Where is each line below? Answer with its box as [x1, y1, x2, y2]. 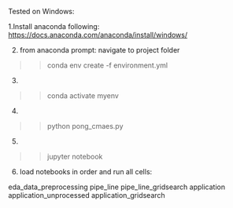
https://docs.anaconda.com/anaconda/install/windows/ [8, 31, 187, 39]
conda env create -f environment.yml [46, 60, 168, 70]
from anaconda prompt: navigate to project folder [19, 46, 180, 54]
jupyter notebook [46, 152, 103, 161]
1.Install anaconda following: [8, 22, 100, 31]
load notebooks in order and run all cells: [19, 167, 153, 176]
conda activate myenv [46, 91, 120, 100]
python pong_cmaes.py [46, 122, 124, 130]
